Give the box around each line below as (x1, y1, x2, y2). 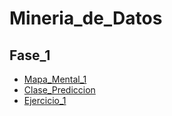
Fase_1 (9, 47, 51, 64)
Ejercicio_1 (23, 95, 67, 106)
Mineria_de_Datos (9, 7, 163, 30)
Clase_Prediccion (23, 84, 96, 96)
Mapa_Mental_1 (23, 73, 87, 85)
